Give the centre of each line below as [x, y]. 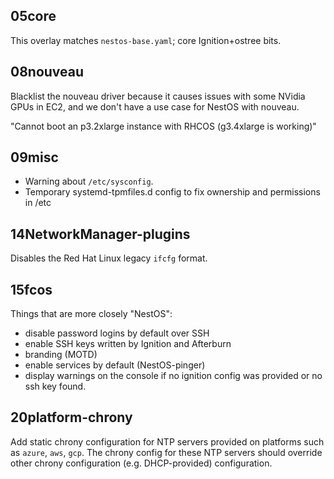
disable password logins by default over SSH [117, 333]
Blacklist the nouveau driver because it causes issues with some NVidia [158, 96]
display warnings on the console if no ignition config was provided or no [173, 376]
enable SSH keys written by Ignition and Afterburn [128, 344]
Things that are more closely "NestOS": [91, 314]
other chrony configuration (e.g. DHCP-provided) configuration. [141, 463]
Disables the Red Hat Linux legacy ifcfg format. [109, 258]
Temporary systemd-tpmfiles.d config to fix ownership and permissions [172, 192]
